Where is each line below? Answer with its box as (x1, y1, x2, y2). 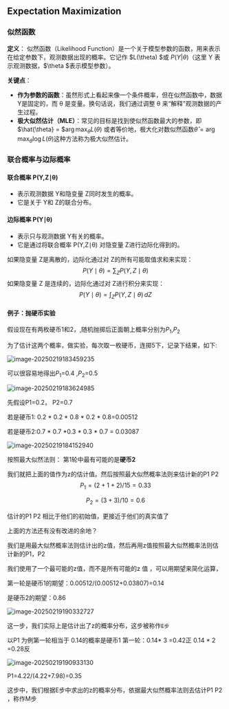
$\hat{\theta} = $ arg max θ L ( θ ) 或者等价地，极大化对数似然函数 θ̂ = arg (17, 125, 215, 135)
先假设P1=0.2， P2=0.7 (7, 398, 73, 406)
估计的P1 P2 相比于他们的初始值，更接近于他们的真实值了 (7, 512, 169, 520)
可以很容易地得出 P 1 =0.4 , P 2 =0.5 (7, 369, 98, 379)
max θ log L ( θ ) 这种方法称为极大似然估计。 (17, 135, 133, 145)
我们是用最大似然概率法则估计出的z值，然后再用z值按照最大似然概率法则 (7, 541, 213, 549)
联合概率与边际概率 (7, 155, 71, 164)
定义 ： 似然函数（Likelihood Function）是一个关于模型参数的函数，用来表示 (7, 44, 221, 52)
